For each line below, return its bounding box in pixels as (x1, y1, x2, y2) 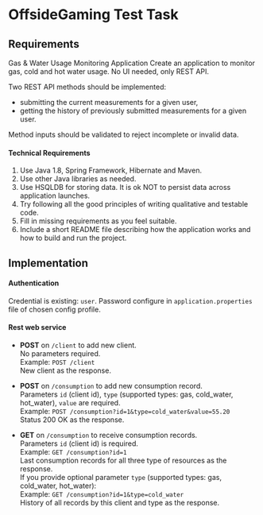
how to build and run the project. (19, 233, 127, 243)
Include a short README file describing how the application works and (19, 225, 251, 234)
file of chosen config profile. (8, 304, 101, 314)
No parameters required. (19, 349, 101, 358)
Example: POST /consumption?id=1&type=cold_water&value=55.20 (19, 407, 230, 416)
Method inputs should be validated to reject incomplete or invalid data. (8, 130, 239, 139)
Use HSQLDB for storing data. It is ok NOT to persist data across (19, 183, 231, 192)
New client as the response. (19, 366, 111, 375)
